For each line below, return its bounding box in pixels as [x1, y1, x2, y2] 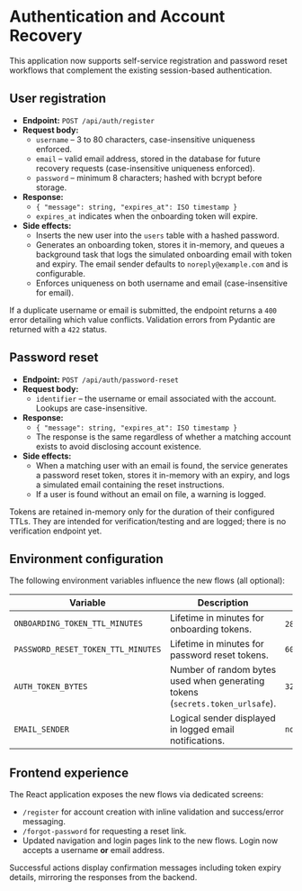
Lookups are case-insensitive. [35, 403, 148, 414]
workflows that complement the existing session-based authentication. [9, 65, 272, 76]
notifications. [169, 734, 226, 747]
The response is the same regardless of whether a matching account [35, 431, 291, 442]
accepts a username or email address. [22, 845, 165, 856]
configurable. [35, 268, 85, 278]
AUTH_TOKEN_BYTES [13, 682, 88, 692]
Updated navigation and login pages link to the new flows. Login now [22, 835, 279, 846]
